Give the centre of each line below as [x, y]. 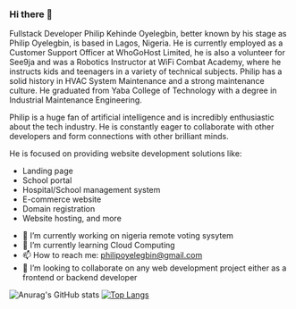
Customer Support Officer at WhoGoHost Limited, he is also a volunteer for [148, 53]
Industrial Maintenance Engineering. [76, 100]
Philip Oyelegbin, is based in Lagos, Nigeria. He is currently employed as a [146, 43]
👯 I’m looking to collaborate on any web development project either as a [154, 268]
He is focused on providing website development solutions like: [126, 154]
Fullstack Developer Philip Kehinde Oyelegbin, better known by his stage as [148, 34]
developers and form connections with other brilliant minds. [119, 137]
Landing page [47, 171]
